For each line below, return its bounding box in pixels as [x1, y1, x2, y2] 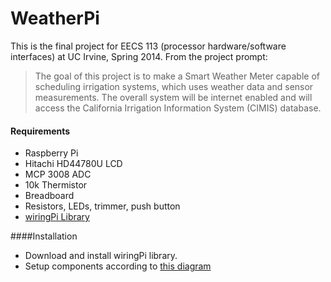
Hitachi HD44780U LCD [24, 158, 123, 170]
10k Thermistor [24, 179, 88, 191]
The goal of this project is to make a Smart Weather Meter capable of [34, 70, 320, 82]
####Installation [10, 230, 78, 242]
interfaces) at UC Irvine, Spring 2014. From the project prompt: [10, 50, 268, 62]
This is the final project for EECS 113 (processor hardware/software [10, 40, 287, 52]
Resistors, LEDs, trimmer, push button [24, 200, 181, 212]
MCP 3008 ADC [24, 168, 92, 181]
